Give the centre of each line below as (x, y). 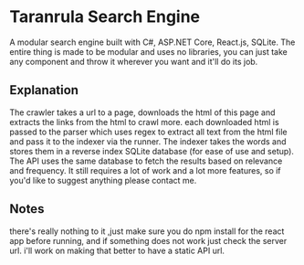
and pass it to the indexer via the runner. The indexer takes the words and (148, 141)
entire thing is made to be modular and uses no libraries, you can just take (148, 51)
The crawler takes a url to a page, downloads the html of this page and (142, 112)
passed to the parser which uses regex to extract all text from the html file (148, 132)
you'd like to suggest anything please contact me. (103, 180)
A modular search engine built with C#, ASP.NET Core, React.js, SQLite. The (152, 42)
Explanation (44, 90)
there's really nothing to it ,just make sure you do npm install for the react (147, 231)
